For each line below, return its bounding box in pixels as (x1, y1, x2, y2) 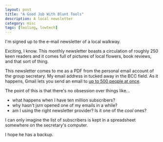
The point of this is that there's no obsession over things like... (5, 88, 130, 94)
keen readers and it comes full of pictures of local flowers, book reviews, (5, 53, 152, 59)
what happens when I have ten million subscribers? (12, 97, 116, 103)
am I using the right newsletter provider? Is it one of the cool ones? (12, 108, 147, 114)
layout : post (5, 7, 32, 12)
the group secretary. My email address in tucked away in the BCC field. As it (5, 73, 159, 79)
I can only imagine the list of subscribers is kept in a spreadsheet (5, 117, 136, 123)
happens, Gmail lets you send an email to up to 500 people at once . (5, 79, 141, 84)
